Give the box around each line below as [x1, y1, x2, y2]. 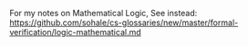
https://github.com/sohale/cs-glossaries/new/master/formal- [9, 17, 239, 28]
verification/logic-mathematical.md [9, 27, 141, 37]
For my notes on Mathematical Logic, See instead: [9, 8, 198, 18]
